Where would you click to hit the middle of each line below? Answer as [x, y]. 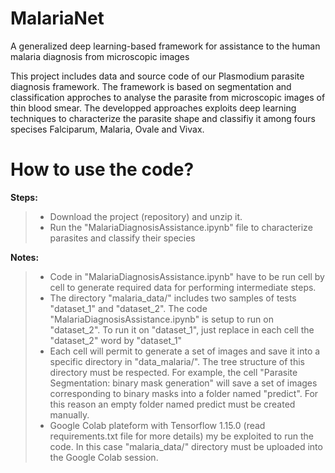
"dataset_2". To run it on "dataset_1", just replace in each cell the [182, 329]
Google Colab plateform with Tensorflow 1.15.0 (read [157, 425]
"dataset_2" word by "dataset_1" [116, 340]
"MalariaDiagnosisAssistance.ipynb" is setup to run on [161, 319]
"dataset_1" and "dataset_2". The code [128, 308]
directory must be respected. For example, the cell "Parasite [173, 372]
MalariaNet [57, 18]
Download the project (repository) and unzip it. [146, 216]
